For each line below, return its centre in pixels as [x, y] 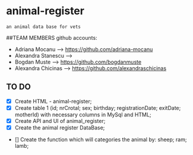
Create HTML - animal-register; [53, 101]
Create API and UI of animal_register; [60, 121]
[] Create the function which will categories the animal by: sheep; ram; [101, 140]
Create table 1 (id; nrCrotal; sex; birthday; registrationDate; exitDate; [98, 107]
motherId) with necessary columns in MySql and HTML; [83, 115]
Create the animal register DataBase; [60, 127]
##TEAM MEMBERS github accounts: [52, 37]
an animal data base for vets [44, 27]
